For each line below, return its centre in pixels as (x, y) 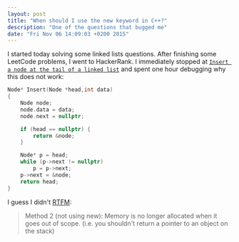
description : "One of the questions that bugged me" (87, 27)
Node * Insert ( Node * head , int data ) (60, 90)
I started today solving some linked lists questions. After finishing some (112, 54)
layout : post (27, 14)
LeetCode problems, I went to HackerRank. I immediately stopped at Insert (118, 62)
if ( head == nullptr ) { (56, 129)
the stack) (40, 231)
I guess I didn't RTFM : (40, 202)
